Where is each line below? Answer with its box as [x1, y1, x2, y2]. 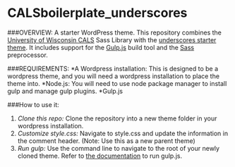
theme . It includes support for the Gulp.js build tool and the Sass [7, 43, 195, 51]
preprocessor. [7, 51, 48, 59]
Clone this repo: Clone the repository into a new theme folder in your [17, 114, 217, 123]
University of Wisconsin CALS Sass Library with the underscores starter [7, 35, 217, 44]
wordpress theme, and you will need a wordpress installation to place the [7, 72, 220, 80]
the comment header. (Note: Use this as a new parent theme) [17, 136, 195, 145]
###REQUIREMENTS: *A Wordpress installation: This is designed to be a [7, 64, 219, 73]
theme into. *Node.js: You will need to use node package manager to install [7, 79, 227, 87]
